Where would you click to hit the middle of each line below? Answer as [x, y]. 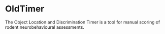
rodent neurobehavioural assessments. [45, 27]
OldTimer [25, 9]
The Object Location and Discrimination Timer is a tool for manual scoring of [82, 22]
